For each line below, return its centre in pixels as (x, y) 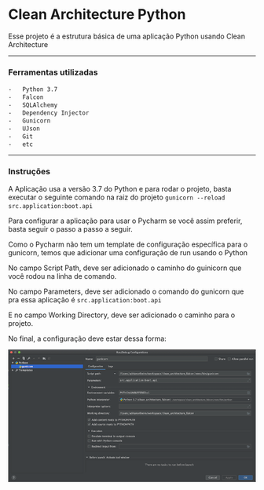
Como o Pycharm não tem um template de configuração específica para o (128, 244)
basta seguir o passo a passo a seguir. (70, 229)
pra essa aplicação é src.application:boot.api (85, 299)
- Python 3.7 (33, 90)
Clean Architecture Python (97, 15)
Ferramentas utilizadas (53, 72)
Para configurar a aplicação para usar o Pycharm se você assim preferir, (125, 221)
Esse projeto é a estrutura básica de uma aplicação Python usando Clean (127, 36)
